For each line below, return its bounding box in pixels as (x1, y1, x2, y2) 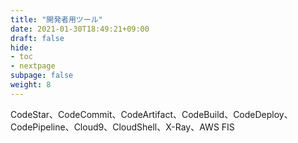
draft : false (10, 33, 65, 43)
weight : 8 (10, 80, 52, 90)
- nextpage (10, 61, 56, 71)
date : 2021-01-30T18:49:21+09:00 (10, 24, 150, 34)
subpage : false (10, 71, 74, 81)
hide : (10, 42, 33, 53)
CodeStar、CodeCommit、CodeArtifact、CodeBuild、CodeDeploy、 (10, 108, 293, 120)
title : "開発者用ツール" (10, 14, 103, 25)
